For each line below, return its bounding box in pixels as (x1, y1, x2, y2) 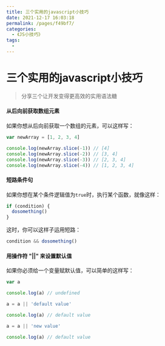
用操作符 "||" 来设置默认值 (6, 252, 72, 259)
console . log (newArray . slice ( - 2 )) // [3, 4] (6, 150, 118, 157)
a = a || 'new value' (6, 323, 61, 329)
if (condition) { (6, 203, 50, 209)
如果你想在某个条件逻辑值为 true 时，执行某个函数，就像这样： (6, 191, 161, 198)
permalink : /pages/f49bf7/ (6, 20, 75, 26)
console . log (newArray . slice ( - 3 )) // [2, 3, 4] (6, 157, 126, 163)
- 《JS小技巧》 (12, 32, 43, 38)
